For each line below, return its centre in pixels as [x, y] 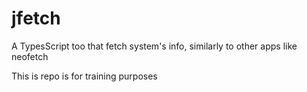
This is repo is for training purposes [84, 76]
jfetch [36, 18]
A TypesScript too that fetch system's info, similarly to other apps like [154, 46]
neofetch [30, 56]
